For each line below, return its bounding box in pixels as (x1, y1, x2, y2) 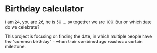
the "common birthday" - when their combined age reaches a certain (5, 38, 143, 44)
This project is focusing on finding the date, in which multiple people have (5, 33, 152, 39)
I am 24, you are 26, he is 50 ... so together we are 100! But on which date (5, 19, 152, 25)
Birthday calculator (5, 3, 84, 14)
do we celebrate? (5, 24, 40, 30)
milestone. (5, 43, 26, 49)
